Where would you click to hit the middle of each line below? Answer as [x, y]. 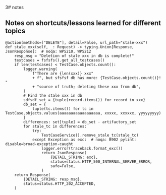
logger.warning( [40, 69]
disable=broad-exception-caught [39, 144]
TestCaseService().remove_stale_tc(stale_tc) [90, 135]
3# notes [15, 7]
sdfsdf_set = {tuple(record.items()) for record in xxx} [84, 100]
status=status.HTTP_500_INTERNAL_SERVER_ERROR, [101, 161]
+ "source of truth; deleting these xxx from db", [87, 87]
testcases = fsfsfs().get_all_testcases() [60, 60]
